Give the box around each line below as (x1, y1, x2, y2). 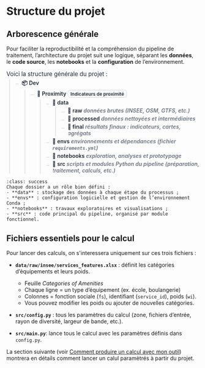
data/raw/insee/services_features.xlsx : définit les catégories (15, 261, 174, 268)
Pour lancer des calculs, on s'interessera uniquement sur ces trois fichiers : (6, 249, 197, 256)
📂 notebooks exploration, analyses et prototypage (52, 152, 182, 160)
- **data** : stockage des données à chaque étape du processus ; (6, 189, 179, 196)
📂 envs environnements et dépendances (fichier (52, 138, 176, 145)
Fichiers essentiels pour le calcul (6, 233, 135, 243)
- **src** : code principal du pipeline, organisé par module (6, 211, 168, 217)
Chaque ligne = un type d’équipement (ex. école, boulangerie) (24, 286, 181, 293)
